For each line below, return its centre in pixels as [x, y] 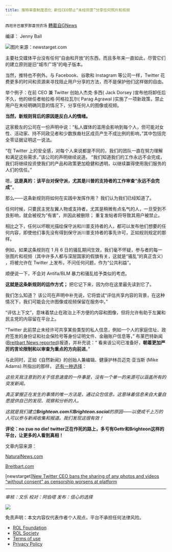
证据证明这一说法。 [34, 140]
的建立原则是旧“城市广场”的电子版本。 [45, 64]
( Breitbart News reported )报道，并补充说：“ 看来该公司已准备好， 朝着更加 [83, 342]
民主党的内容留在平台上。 [32, 319]
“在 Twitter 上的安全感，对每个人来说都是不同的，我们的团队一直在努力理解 [84, 150]
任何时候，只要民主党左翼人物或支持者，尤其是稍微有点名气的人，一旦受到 [83, 209]
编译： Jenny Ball [24, 36]
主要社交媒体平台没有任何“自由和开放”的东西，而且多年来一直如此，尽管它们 [85, 58]
